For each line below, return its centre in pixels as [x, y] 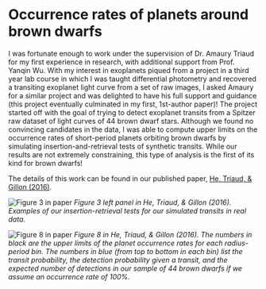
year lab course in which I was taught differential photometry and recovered [132, 79]
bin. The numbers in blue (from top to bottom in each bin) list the [137, 251]
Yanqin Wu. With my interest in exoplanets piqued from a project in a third [129, 70]
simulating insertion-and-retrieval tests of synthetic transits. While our [123, 146]
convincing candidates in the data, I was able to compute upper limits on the [133, 129]
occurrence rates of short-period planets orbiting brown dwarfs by [117, 137]
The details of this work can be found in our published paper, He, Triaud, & [130, 178]
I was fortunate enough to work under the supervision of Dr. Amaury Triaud [131, 53]
